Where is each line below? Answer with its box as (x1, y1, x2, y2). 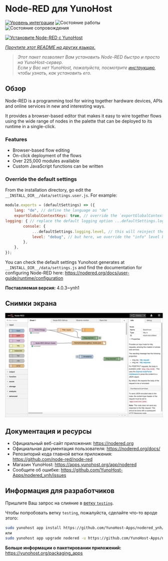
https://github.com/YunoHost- (60, 466, 123, 473)
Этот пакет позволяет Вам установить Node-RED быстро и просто (17, 54, 160, 60)
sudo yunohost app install (5, 525, 61, 530)
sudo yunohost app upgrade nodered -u (5, 536, 86, 541)
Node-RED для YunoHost (5, 3, 112, 15)
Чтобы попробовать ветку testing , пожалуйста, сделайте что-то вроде (5, 509, 157, 515)
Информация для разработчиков (5, 486, 115, 495)
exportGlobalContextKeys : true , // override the (14, 213, 117, 218)
